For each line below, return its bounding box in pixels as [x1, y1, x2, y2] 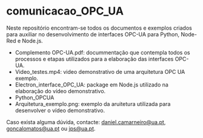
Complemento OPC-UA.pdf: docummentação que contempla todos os [15, 48, 190, 56]
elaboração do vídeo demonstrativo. [15, 87, 106, 94]
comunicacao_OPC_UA [6, 4, 124, 18]
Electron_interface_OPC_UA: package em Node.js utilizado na [15, 80, 168, 88]
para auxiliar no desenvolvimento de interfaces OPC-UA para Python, [6, 30, 180, 38]
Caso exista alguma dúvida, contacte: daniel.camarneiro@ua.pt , [6, 118, 166, 125]
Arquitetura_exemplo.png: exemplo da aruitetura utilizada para [15, 100, 171, 107]
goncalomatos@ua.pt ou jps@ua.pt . [6, 125, 96, 132]
